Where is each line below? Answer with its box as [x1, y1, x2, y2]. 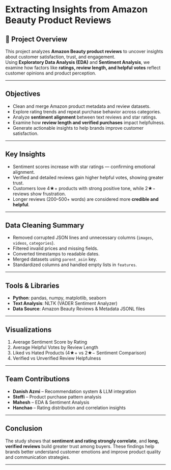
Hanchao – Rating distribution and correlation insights [12, 405, 126, 411]
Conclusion [5, 424, 43, 433]
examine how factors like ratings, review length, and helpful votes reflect [5, 65, 161, 70]
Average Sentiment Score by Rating [12, 339, 88, 345]
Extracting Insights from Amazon [5, 4, 148, 15]
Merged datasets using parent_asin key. [12, 256, 98, 263]
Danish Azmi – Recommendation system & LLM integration [12, 388, 136, 394]
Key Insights [5, 150, 46, 159]
